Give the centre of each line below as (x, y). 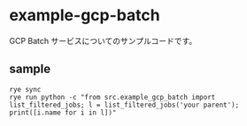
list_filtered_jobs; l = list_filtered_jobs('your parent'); (124, 105)
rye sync (25, 89)
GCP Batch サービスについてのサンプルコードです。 (103, 41)
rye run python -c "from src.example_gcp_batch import (112, 97)
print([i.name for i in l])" (63, 112)
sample (30, 69)
